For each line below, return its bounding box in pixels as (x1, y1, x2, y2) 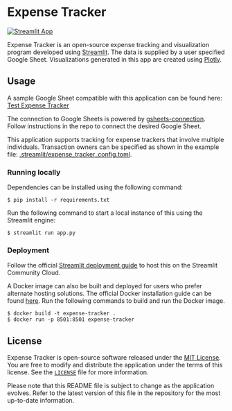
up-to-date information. (7, 396, 75, 405)
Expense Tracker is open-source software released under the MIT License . (7, 353, 222, 362)
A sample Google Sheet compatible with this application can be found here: (7, 94, 223, 102)
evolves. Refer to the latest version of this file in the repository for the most (7, 389, 221, 397)
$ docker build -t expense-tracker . (7, 310, 116, 317)
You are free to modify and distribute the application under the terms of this (7, 361, 223, 369)
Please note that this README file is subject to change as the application (7, 382, 215, 390)
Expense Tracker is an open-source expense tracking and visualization (7, 40, 210, 49)
